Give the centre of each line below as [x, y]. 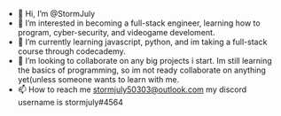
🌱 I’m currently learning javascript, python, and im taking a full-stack [142, 42]
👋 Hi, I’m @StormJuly [56, 14]
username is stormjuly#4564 [70, 102]
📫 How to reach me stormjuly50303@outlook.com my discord [132, 89]
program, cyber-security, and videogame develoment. [116, 32]
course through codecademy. [71, 51]
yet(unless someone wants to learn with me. [98, 79]
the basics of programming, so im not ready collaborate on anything [141, 70]
